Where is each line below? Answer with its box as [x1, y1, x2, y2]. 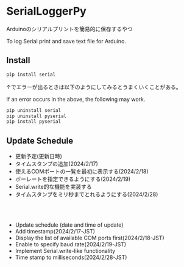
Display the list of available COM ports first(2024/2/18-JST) [15, 234, 165, 242]
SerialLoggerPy [6, 4, 87, 18]
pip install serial [6, 71, 56, 78]
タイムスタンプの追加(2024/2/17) [15, 160, 99, 167]
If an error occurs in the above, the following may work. [6, 95, 146, 103]
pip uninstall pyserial [6, 113, 67, 119]
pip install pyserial [6, 119, 62, 125]
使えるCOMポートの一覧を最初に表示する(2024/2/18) [15, 168, 149, 175]
